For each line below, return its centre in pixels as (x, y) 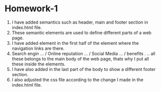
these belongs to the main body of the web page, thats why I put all (80, 59)
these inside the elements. (39, 64)
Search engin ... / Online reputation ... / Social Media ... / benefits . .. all (83, 53)
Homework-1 (31, 9)
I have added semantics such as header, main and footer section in (80, 22)
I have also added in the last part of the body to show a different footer (84, 69)
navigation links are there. (38, 48)
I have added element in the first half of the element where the (75, 43)
